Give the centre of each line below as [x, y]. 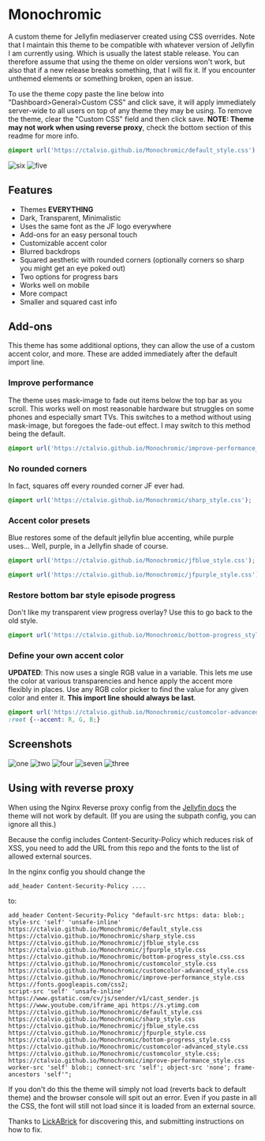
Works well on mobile [54, 285]
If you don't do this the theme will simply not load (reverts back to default [127, 1089]
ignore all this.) [32, 824]
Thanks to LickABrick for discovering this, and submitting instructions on [126, 1121]
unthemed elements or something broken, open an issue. [101, 78]
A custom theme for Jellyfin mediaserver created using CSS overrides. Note [132, 36]
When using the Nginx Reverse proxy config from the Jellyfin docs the [122, 807]
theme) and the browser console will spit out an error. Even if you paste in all [132, 1098]
